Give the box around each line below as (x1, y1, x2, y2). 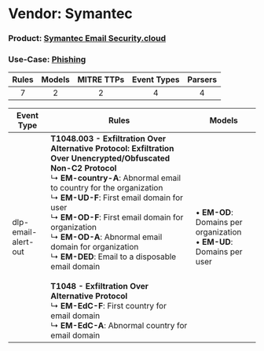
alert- (12, 237, 35, 248)
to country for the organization (50, 183, 163, 194)
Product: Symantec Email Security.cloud (8, 33, 167, 44)
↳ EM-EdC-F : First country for (50, 301, 167, 312)
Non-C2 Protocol (50, 163, 117, 174)
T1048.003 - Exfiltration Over (50, 133, 167, 144)
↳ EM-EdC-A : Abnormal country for (50, 320, 188, 331)
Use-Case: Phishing (8, 54, 86, 65)
